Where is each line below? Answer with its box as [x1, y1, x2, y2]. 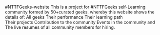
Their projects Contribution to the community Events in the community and [5, 19, 155, 25]
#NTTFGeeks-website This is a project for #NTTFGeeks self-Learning [5, 4, 146, 10]
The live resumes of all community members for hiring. [5, 24, 115, 30]
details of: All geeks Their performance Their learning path [5, 14, 123, 20]
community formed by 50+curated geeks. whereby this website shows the [5, 9, 155, 15]
